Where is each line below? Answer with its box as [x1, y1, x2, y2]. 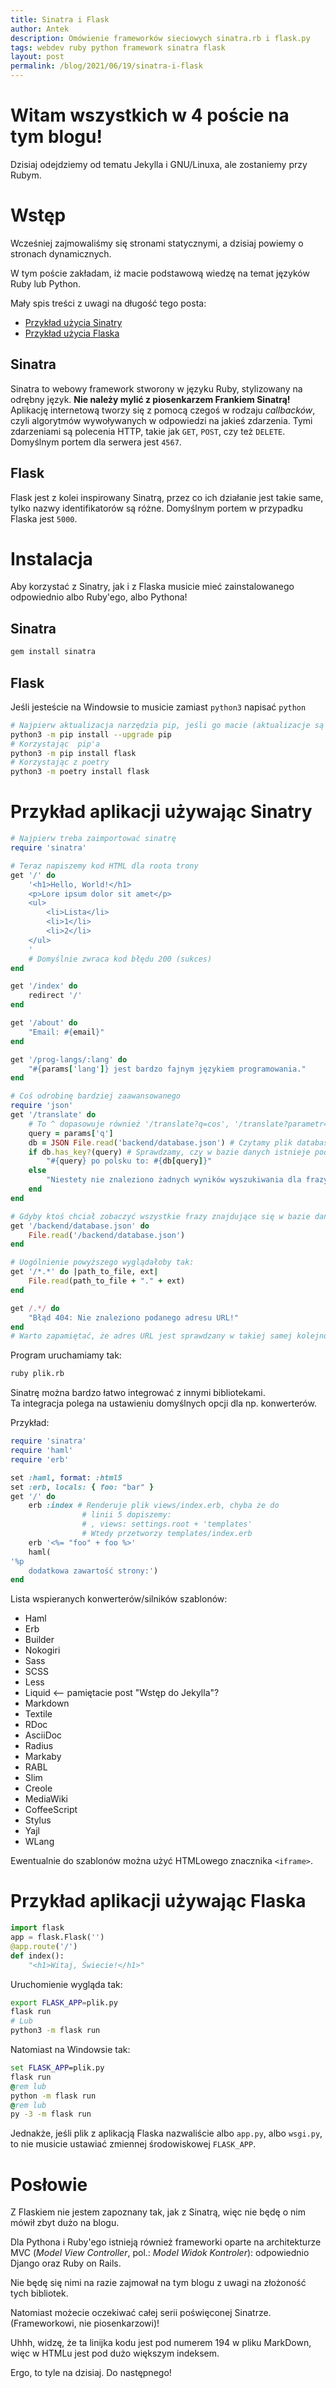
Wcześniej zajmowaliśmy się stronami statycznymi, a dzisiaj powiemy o [10, 237, 304, 249]
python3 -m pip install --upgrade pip [10, 729, 172, 740]
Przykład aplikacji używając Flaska [10, 1890, 307, 1913]
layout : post [10, 52, 65, 62]
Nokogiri [24, 1644, 61, 1656]
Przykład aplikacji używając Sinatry [10, 801, 313, 823]
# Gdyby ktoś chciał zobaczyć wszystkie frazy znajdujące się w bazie [10, 1211, 311, 1221]
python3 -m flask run [10, 2026, 101, 2036]
